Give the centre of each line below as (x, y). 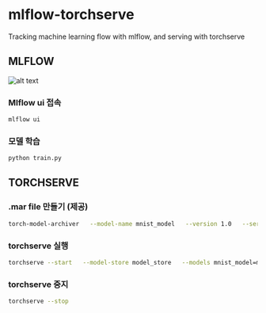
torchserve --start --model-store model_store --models (110, 262)
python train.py (35, 158)
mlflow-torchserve (71, 15)
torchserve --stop (38, 302)
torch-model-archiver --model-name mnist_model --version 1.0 (120, 223)
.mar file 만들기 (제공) (48, 207)
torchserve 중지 (38, 284)
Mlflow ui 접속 (35, 102)
